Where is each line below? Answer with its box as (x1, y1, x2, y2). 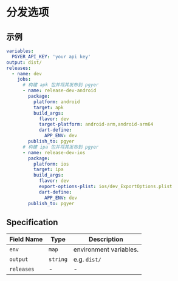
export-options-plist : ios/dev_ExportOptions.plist (38, 183, 173, 189)
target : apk (33, 104, 64, 110)
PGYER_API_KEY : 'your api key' (12, 53, 91, 59)
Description (89, 235, 123, 243)
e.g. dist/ (73, 256, 101, 264)
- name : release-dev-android (22, 87, 97, 94)
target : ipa (33, 166, 64, 173)
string (48, 256, 68, 263)
